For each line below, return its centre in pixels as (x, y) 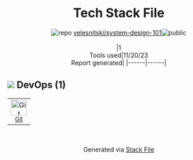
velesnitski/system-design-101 (117, 33)
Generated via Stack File (119, 149)
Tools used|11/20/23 (119, 55)
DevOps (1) (41, 85)
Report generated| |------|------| (119, 62)
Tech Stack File (119, 13)
